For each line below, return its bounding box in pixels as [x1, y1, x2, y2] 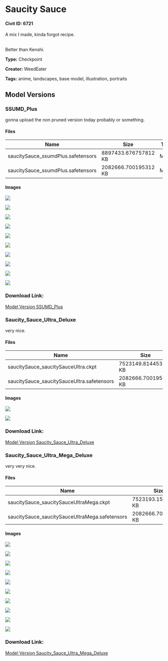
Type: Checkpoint [5, 56, 42, 62]
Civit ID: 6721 [5, 20, 33, 26]
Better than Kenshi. [5, 47, 45, 53]
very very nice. [5, 463, 36, 469]
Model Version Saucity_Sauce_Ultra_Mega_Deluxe [5, 650, 108, 656]
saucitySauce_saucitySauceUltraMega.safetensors [7, 513, 127, 520]
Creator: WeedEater [5, 66, 47, 72]
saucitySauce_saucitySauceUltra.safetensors [7, 378, 114, 385]
